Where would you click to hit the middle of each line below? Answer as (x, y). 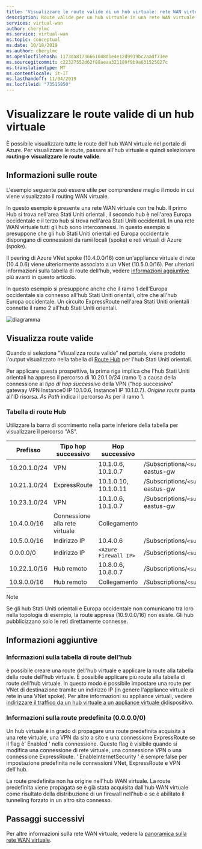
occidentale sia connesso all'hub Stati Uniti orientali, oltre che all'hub (92, 295)
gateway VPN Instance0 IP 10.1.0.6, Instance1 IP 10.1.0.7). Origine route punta (101, 390)
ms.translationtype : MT (36, 68)
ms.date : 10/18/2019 (32, 46)
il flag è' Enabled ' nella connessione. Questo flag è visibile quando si (92, 744)
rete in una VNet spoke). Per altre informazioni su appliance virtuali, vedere (99, 696)
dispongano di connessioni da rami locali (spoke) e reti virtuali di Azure (94, 240)
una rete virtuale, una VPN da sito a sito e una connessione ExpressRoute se (101, 737)
